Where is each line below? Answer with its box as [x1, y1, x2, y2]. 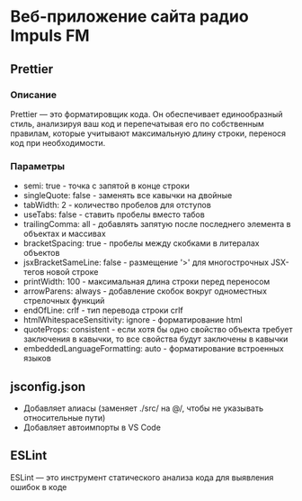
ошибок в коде [10, 481, 67, 492]
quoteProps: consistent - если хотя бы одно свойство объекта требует [22, 324, 293, 335]
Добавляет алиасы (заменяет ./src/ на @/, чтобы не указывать [22, 403, 264, 414]
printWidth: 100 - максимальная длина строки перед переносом [22, 277, 271, 287]
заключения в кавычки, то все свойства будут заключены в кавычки [22, 333, 289, 344]
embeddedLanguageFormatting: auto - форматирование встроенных [22, 343, 284, 354]
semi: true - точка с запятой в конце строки [22, 180, 190, 191]
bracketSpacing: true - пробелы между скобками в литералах [22, 238, 260, 249]
